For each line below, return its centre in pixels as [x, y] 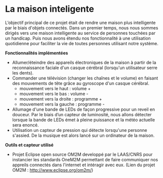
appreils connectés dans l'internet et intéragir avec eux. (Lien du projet [83, 165]
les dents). [23, 73]
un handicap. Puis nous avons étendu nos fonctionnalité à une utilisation [78, 38]
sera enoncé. [25, 125]
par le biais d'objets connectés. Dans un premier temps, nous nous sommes [81, 27]
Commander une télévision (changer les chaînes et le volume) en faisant [85, 78]
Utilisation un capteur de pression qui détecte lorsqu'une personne [80, 130]
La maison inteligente [50, 9]
